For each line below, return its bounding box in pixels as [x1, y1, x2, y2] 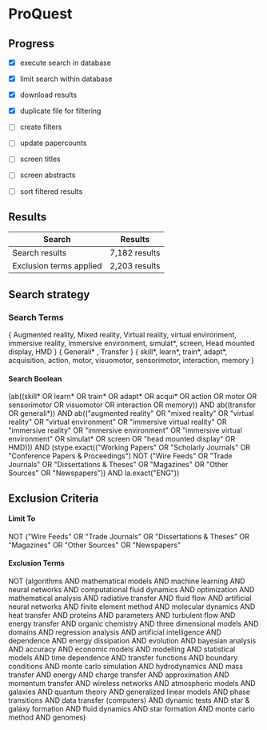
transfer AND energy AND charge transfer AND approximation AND [8, 670, 229, 680]
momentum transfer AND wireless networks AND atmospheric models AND [8, 679, 256, 688]
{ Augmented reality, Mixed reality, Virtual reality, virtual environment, [8, 330, 237, 340]
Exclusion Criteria [8, 491, 99, 505]
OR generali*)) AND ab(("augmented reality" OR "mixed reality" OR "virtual [8, 409, 254, 418]
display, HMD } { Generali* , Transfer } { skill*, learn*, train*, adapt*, [8, 347, 228, 357]
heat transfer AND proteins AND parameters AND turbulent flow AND [8, 611, 236, 620]
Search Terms [8, 312, 64, 323]
